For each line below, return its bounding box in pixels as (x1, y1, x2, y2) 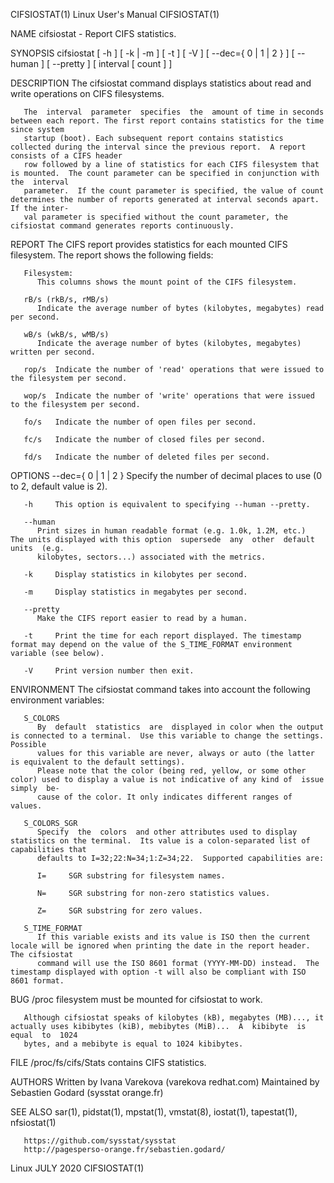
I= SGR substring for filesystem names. (36, 871, 226, 881)
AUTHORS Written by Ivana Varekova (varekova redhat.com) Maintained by (10, 1076, 320, 1088)
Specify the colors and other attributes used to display (36, 827, 298, 837)
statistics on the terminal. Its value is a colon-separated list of (10, 836, 311, 846)
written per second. (10, 347, 97, 357)
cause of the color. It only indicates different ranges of (36, 792, 293, 802)
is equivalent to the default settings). (10, 757, 186, 767)
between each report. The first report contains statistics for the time (10, 116, 325, 126)
